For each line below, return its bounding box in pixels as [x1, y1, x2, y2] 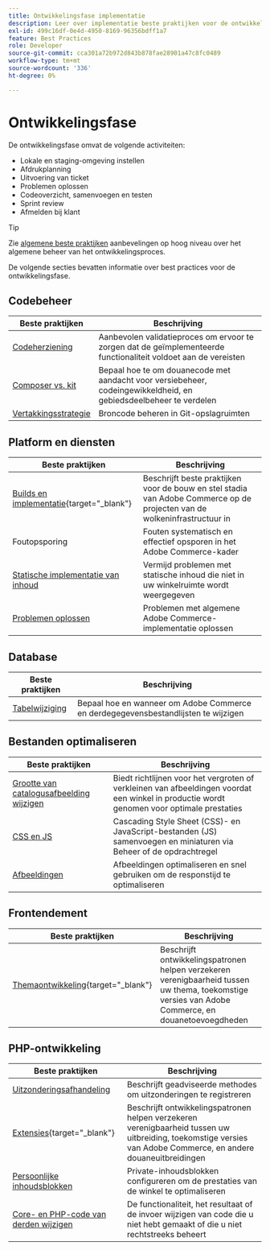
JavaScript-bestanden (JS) [112, 826, 218, 837]
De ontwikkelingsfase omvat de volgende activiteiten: [8, 140, 186, 150]
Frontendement [8, 906, 88, 920]
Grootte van [12, 778, 58, 789]
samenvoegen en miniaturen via [112, 835, 234, 847]
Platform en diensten [8, 435, 116, 449]
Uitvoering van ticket [19, 172, 90, 182]
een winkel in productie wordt [112, 792, 225, 803]
